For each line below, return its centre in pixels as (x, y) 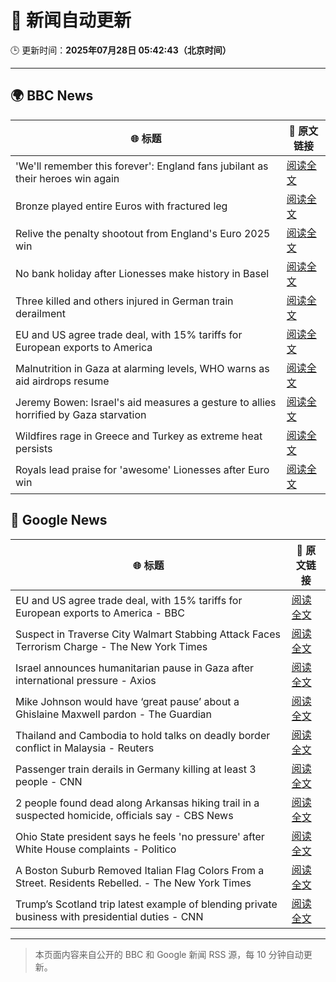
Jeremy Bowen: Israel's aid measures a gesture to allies (146, 402)
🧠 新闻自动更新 (71, 20)
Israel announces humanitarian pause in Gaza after (135, 668)
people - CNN (49, 781)
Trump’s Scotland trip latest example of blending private (146, 904)
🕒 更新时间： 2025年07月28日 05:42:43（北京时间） (121, 50)
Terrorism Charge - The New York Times (111, 646)
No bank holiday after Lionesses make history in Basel (142, 273)
